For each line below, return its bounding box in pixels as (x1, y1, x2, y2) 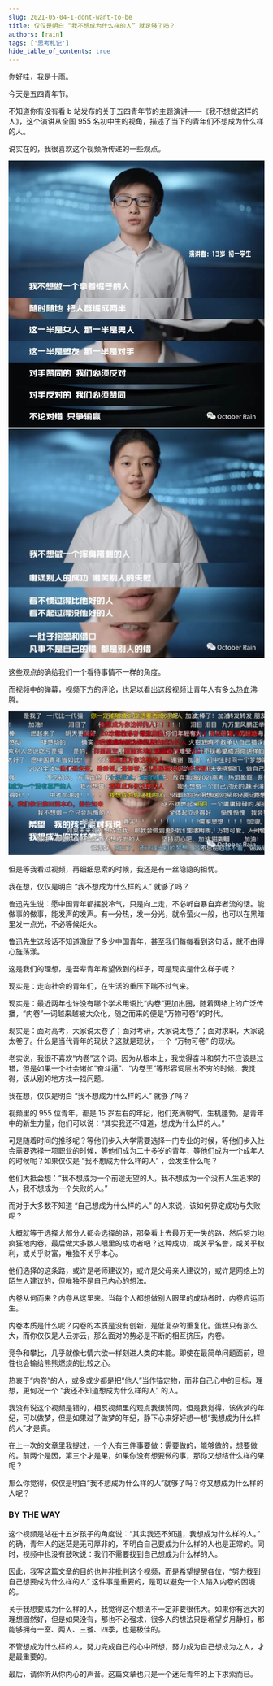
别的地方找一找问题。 (36, 1074, 108, 1084)
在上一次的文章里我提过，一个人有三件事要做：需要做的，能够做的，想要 (8, 1440, 250, 1450)
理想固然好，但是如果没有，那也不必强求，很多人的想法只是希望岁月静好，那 (8, 1614, 265, 1623)
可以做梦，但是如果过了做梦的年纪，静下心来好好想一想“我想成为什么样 (22, 1413, 262, 1423)
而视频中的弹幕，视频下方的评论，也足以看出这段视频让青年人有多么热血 (8, 684, 250, 694)
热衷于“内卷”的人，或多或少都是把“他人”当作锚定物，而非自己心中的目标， (8, 1375, 256, 1385)
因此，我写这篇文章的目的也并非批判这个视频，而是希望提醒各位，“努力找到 (8, 1566, 262, 1576)
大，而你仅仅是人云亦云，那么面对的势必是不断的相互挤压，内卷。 (8, 1331, 229, 1341)
